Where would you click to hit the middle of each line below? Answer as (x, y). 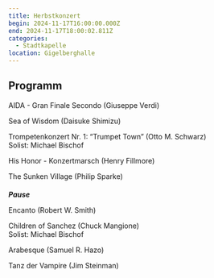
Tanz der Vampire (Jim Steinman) (64, 266)
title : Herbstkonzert (45, 16)
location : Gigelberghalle (51, 53)
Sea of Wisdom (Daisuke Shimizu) (65, 121)
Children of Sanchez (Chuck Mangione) (74, 226)
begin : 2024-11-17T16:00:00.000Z (64, 23)
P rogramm (35, 86)
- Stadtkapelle (41, 46)
